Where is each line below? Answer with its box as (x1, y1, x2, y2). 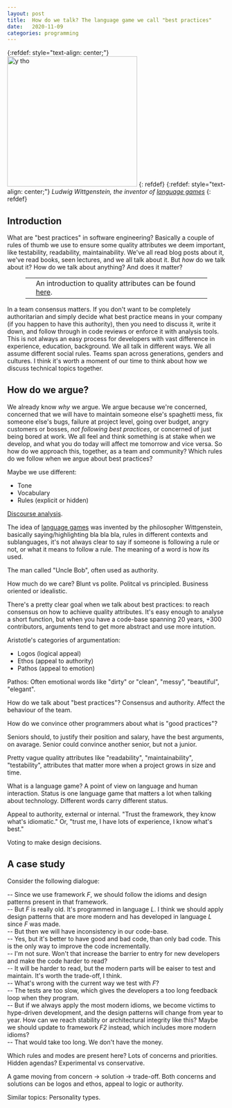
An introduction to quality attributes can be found (35, 279, 196, 288)
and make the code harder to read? (7, 957, 108, 965)
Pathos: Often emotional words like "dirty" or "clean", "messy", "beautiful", (7, 677, 220, 686)
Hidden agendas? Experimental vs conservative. (7, 1059, 145, 1067)
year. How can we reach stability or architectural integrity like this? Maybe (7, 1016, 218, 1024)
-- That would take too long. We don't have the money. (7, 1038, 163, 1046)
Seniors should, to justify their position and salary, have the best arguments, (7, 732, 224, 741)
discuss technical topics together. (7, 364, 104, 372)
